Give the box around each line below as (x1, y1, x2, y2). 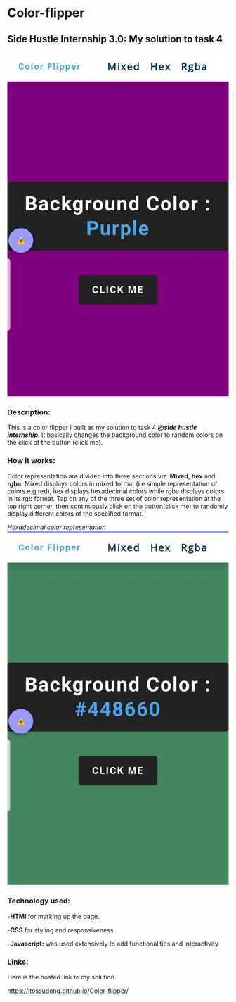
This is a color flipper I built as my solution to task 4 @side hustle (7, 424, 197, 432)
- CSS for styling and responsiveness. (7, 925, 116, 934)
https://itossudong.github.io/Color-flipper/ (7, 987, 129, 995)
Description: (7, 407, 51, 417)
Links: (7, 957, 29, 967)
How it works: (7, 456, 55, 466)
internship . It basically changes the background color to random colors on (7, 431, 223, 439)
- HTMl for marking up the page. (7, 912, 100, 920)
